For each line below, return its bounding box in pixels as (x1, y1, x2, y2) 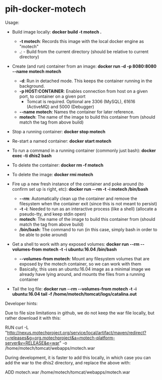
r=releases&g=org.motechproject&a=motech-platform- (5, 335, 115, 341)
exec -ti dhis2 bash (12, 152, 52, 159)
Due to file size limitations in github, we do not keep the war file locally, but (5, 310, 155, 316)
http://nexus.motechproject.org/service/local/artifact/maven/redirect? (7, 329, 146, 335)
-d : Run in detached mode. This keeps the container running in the (19, 78, 153, 84)
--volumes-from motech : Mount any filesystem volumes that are (19, 255, 149, 261)
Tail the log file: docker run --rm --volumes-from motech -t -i (12, 286, 137, 291)
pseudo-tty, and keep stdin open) (19, 211, 86, 217)
